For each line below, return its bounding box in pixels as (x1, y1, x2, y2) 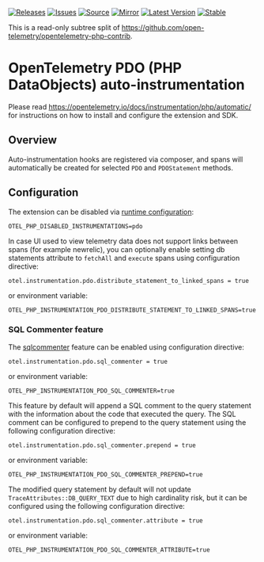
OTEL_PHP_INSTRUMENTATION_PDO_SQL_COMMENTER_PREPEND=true (8, 470, 203, 479)
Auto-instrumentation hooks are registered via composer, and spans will (8, 155, 243, 164)
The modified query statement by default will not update (8, 484, 192, 494)
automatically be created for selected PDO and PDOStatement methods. (8, 162, 233, 172)
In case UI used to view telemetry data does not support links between (8, 236, 239, 246)
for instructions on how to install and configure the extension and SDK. (8, 110, 239, 120)
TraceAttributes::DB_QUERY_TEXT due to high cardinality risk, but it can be (8, 492, 247, 503)
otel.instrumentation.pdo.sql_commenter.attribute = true (8, 516, 203, 525)
